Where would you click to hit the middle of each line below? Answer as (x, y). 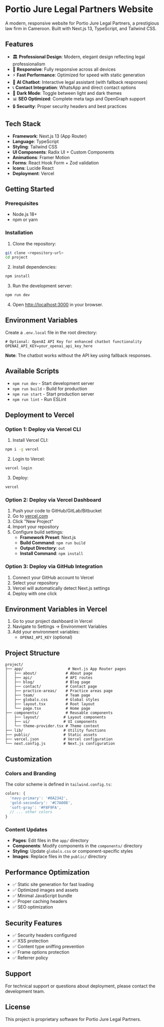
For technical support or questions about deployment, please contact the (80, 986)
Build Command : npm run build (53, 543)
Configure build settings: (38, 532)
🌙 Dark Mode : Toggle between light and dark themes (67, 93)
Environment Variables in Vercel (56, 609)
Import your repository (35, 527)
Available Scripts (32, 371)
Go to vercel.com (30, 516)
